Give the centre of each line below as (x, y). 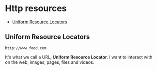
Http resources (36, 8)
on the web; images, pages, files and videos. (50, 62)
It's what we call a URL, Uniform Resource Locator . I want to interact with (79, 57)
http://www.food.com (26, 48)
